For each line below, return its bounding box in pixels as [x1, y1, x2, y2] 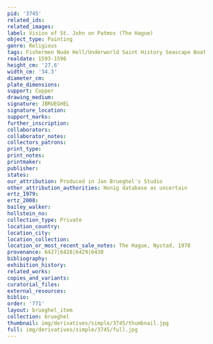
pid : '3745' [7, 10, 42, 17]
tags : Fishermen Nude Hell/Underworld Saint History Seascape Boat [7, 49, 207, 56]
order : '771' [7, 300, 45, 307]
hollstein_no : [7, 210, 49, 217]
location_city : [7, 230, 51, 237]
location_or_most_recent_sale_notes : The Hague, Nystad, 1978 [7, 242, 191, 250]
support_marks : [7, 113, 51, 120]
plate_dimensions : [7, 81, 60, 88]
